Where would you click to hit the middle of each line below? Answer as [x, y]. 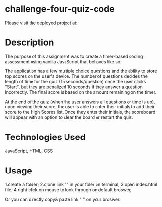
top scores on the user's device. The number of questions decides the [76, 76]
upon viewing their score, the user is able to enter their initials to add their [80, 106]
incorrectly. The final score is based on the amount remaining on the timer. [81, 92]
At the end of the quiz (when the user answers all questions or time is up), [80, 102]
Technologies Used [46, 137]
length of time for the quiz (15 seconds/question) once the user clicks [76, 81]
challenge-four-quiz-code [60, 9]
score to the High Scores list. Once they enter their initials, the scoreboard [80, 112]
